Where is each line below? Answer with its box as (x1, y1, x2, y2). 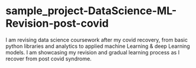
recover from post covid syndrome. (5, 55, 92, 62)
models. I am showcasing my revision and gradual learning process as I (5, 48, 180, 56)
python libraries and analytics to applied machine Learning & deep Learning (5, 43, 190, 50)
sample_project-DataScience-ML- (5, 4, 177, 18)
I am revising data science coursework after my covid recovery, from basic (5, 36, 188, 43)
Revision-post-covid (5, 17, 109, 30)
